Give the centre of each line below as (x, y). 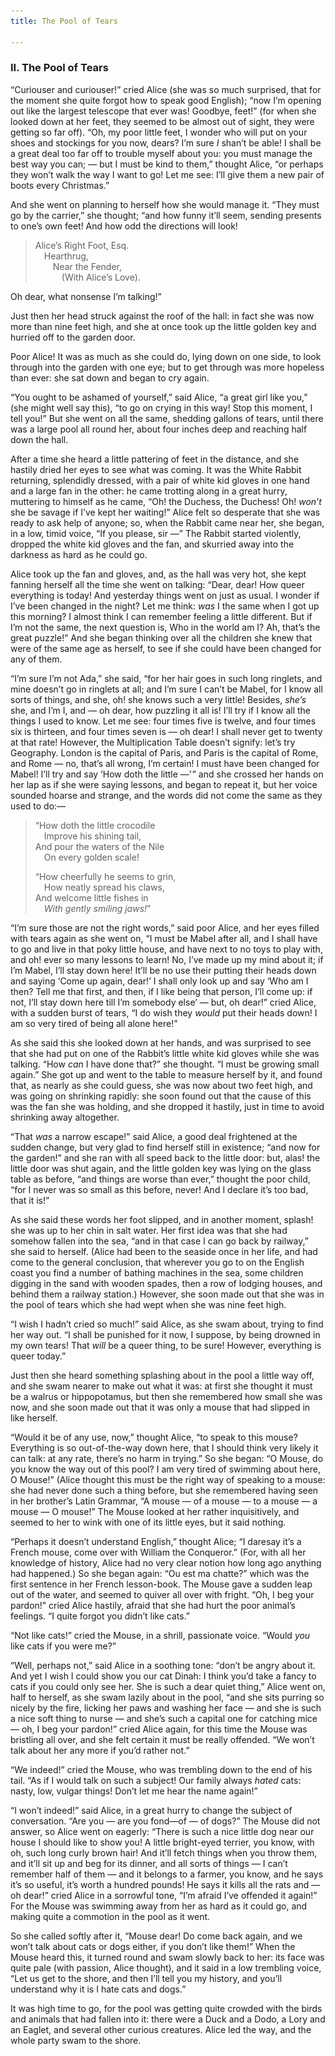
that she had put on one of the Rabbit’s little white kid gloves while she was (165, 1053)
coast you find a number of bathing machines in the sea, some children (157, 1272)
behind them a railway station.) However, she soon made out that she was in (167, 1294)
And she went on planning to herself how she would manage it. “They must (165, 204)
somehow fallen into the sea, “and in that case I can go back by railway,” (159, 1241)
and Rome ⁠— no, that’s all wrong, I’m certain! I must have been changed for (165, 763)
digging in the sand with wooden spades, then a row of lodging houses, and (166, 1283)
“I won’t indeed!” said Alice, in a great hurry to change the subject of (151, 1810)
